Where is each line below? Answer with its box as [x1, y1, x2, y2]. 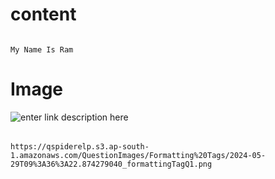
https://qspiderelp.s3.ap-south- [10, 142, 150, 152]
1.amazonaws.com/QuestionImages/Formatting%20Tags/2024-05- [10, 151, 267, 161]
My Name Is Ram [10, 44, 74, 55]
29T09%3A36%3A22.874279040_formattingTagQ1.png [10, 159, 213, 170]
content [10, 3, 77, 26]
